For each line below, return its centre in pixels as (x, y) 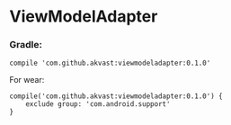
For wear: (27, 80)
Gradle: (26, 45)
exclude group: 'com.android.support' (98, 104)
